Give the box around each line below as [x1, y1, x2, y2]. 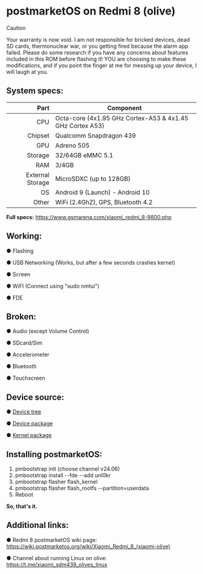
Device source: [6, 392, 65, 402]
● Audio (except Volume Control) [6, 328, 89, 335]
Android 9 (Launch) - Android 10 [55, 188, 150, 196]
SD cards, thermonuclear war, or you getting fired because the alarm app [6, 42, 188, 50]
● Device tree [6, 408, 42, 415]
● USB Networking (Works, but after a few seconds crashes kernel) [6, 259, 175, 266]
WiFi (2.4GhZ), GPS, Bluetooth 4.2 [55, 198, 153, 206]
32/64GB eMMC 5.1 [55, 151, 114, 159]
